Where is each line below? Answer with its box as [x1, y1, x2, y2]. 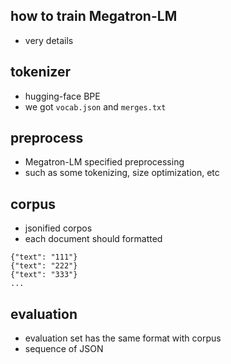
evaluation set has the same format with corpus [24, 332, 222, 344]
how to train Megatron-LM [10, 8, 178, 25]
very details [24, 34, 74, 46]
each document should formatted [24, 233, 163, 245]
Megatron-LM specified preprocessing [24, 156, 185, 168]
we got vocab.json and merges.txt [24, 100, 167, 113]
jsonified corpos [24, 222, 93, 234]
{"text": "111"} [10, 252, 78, 263]
